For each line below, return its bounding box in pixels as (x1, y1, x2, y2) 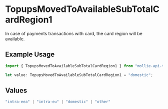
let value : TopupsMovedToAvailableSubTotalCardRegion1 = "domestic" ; (5, 72, 153, 78)
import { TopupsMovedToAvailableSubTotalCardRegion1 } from (5, 63, 133, 68)
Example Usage (5, 50, 55, 59)
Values (5, 86, 27, 95)
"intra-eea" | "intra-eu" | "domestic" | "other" (5, 100, 111, 105)
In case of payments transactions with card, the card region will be (5, 30, 142, 36)
